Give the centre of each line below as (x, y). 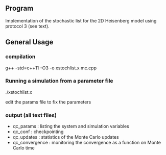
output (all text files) (31, 115)
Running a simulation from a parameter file (59, 81)
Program (19, 8)
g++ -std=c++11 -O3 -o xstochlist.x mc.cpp (51, 68)
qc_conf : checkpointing (38, 132)
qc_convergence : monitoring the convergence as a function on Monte (87, 143)
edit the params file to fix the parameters (48, 102)
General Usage (29, 42)
